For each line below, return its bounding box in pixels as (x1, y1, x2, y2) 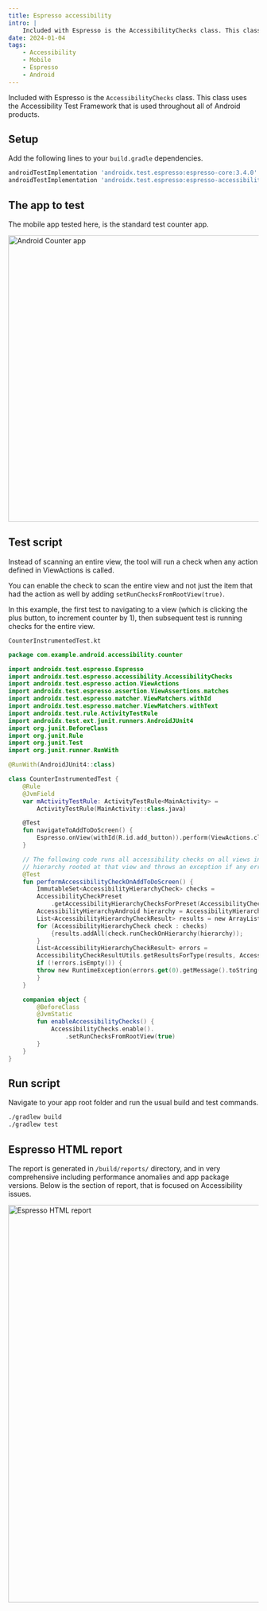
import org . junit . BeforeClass (8, 724, 109, 732)
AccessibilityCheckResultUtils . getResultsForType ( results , (37, 952, 237, 960)
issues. (8, 1189, 32, 1198)
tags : (8, 41, 26, 49)
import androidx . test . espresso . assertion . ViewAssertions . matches (8, 687, 229, 696)
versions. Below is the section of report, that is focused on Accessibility (8, 1180, 243, 1190)
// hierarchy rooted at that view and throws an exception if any (22, 863, 247, 871)
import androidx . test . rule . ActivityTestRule (8, 709, 158, 717)
